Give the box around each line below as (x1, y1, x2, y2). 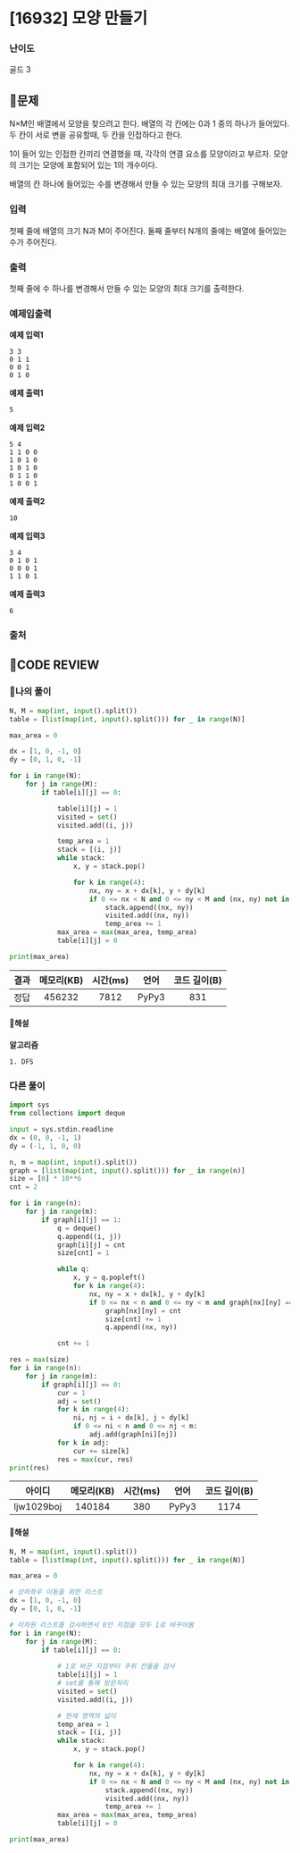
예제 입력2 (9, 422, 46, 434)
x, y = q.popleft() (72, 1273, 146, 1283)
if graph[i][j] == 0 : (41, 1380, 122, 1389)
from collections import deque (9, 1109, 126, 1118)
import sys (9, 1100, 50, 1109)
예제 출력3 (9, 589, 46, 600)
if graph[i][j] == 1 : (41, 1215, 122, 1225)
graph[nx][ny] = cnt (104, 1306, 181, 1315)
